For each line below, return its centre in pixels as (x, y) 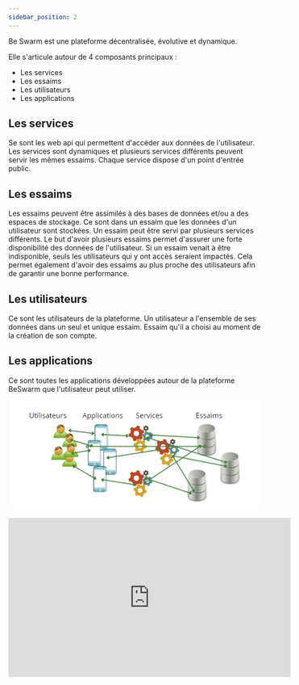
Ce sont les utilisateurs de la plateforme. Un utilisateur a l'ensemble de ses (132, 318)
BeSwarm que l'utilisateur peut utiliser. (72, 389)
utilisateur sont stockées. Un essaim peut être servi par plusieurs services (131, 231)
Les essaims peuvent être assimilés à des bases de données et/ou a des (129, 213)
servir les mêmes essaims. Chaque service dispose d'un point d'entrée (126, 160)
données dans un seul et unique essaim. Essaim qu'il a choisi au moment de (135, 327)
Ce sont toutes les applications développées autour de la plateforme (122, 380)
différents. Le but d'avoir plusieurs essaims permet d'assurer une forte (126, 239)
